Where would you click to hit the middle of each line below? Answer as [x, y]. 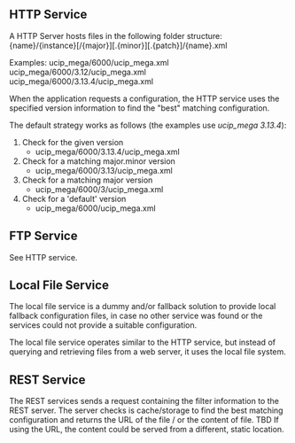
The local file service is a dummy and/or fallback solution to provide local [143, 307]
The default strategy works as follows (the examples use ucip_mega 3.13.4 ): [148, 125]
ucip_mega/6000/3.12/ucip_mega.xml [78, 72]
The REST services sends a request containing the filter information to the [144, 401]
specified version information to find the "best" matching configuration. [140, 108]
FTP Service [43, 236]
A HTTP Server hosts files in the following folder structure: [116, 35]
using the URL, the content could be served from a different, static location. [147, 430]
